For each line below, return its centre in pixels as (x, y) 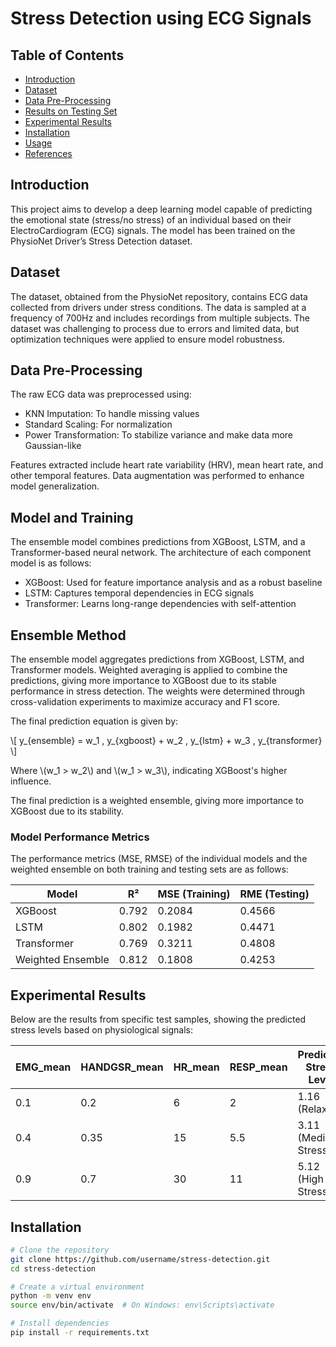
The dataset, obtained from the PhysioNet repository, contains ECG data (159, 296)
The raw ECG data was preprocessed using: (101, 394)
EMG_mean (43, 1067)
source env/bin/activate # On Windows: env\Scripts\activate (142, 1305)
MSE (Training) (194, 894)
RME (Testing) (274, 894)
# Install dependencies (60, 1323)
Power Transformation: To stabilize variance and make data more (159, 435)
